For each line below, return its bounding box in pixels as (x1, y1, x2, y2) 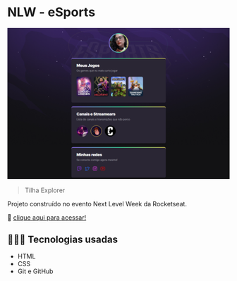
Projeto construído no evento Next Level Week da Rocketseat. (7, 199, 187, 208)
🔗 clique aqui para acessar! (7, 213, 87, 222)
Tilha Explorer (24, 186, 66, 194)
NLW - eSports (7, 4, 96, 20)
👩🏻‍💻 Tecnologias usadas (7, 233, 119, 245)
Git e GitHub (17, 267, 54, 275)
